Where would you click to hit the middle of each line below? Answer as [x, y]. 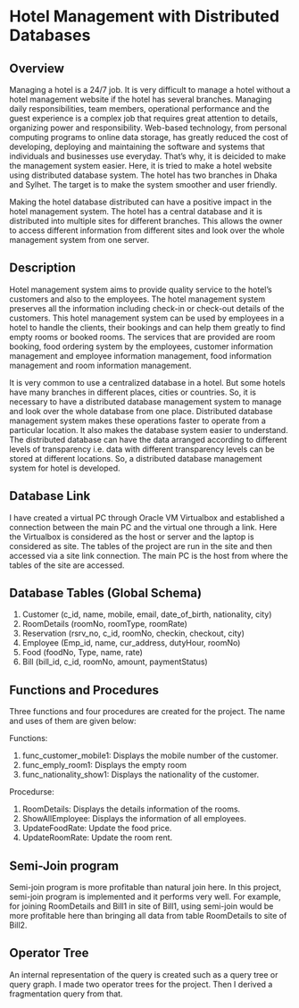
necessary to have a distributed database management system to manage [145, 401]
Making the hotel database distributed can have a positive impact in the [141, 202]
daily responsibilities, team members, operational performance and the [139, 108]
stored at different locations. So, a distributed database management [136, 458]
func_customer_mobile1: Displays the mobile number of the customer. [150, 755]
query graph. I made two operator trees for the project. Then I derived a [141, 984]
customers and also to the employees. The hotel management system [137, 299]
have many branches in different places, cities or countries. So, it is [133, 392]
